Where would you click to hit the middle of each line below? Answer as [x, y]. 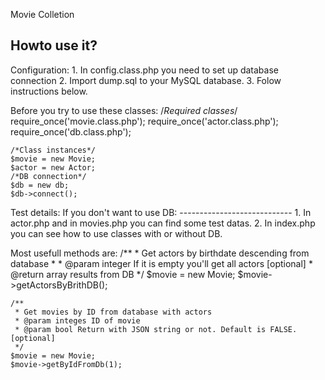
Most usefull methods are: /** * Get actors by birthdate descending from [160, 253]
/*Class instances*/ [53, 150]
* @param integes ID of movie [77, 320]
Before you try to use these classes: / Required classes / [124, 110]
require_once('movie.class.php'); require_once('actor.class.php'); [144, 121]
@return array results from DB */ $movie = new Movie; [123, 274]
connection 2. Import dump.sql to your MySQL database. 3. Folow [146, 80]
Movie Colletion [42, 14]
